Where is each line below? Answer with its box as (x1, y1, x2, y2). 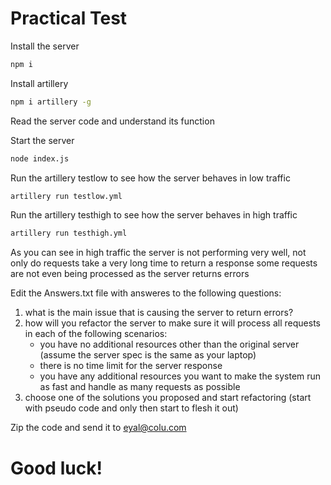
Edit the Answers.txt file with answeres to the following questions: (10, 287, 282, 299)
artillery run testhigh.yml (10, 228, 128, 239)
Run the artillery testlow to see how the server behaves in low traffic (10, 172, 291, 184)
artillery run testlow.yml (10, 191, 123, 201)
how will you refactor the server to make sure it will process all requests (24, 317, 321, 329)
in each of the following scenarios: (24, 328, 168, 340)
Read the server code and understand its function (10, 115, 215, 127)
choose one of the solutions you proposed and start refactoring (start (24, 392, 312, 404)
